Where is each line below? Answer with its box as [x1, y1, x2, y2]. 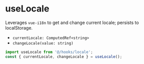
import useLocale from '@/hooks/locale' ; [5, 49, 93, 54]
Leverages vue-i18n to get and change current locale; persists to [5, 19, 139, 25]
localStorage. [5, 24, 33, 30]
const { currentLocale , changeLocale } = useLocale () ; [5, 54, 122, 59]
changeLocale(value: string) [12, 40, 74, 45]
